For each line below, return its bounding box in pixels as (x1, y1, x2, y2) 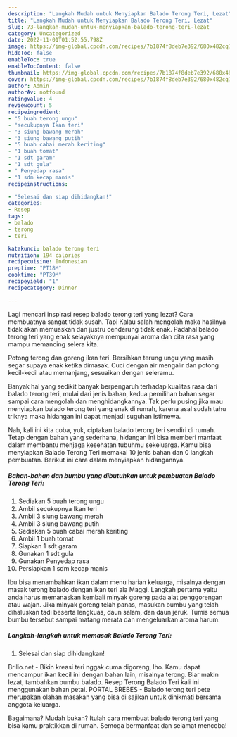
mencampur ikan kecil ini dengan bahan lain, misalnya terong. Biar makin (8, 670, 219, 679)
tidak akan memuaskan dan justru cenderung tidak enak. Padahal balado (8, 325, 219, 333)
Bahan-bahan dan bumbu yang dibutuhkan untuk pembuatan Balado (8, 472, 216, 480)
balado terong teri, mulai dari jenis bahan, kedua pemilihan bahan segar (8, 389, 215, 398)
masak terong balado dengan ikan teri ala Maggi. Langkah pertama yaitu (8, 585, 217, 593)
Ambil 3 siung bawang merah (18, 512, 103, 520)
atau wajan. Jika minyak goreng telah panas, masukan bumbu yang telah (8, 600, 219, 609)
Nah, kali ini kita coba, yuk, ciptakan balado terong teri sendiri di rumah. (8, 425, 216, 434)
